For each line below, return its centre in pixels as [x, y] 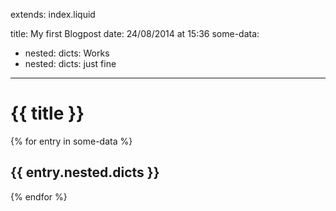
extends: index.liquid [53, 14]
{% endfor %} [39, 196]
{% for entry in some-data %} [71, 141]
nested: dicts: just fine [70, 63]
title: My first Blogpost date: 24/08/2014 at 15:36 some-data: [135, 33]
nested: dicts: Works [67, 53]
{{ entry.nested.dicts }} [85, 172]
